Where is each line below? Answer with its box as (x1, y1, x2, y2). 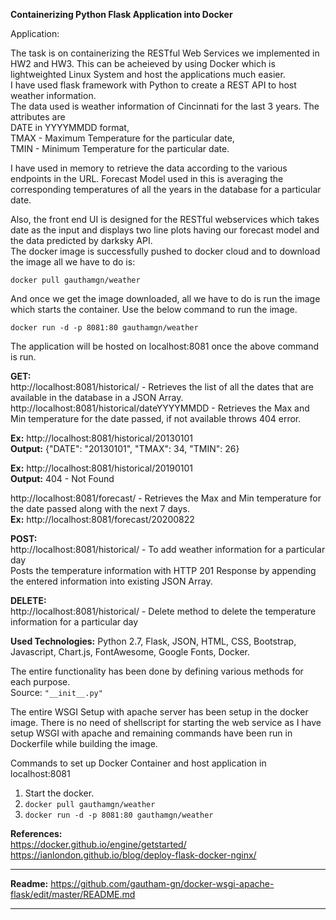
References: (10, 828, 63, 839)
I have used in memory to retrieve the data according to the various (10, 162, 288, 174)
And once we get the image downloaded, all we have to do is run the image (10, 293, 321, 304)
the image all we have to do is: (10, 256, 136, 268)
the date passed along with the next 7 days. (10, 503, 190, 514)
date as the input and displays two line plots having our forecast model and (10, 224, 320, 236)
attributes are (10, 111, 66, 123)
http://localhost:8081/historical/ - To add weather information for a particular (10, 544, 326, 555)
